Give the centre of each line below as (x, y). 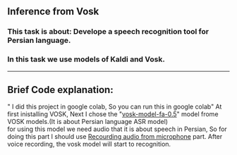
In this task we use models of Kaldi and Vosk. (86, 59)
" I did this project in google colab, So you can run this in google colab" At (115, 107)
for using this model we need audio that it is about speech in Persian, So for (117, 129)
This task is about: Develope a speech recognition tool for (108, 32)
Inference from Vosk (53, 12)
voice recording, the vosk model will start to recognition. (89, 144)
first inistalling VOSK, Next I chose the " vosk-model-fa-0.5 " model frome (113, 114)
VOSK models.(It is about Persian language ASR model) (87, 122)
